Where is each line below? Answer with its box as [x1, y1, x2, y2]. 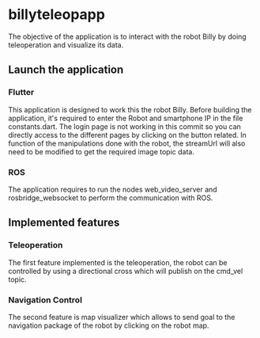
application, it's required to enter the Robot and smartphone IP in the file [8, 113, 243, 123]
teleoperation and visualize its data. [8, 40, 124, 49]
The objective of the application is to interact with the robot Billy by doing [8, 32, 247, 41]
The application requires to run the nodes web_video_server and [8, 184, 217, 194]
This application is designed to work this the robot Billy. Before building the [8, 104, 252, 114]
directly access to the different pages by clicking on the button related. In [8, 130, 247, 139]
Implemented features [8, 216, 120, 230]
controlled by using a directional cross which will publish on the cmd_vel [8, 266, 243, 275]
